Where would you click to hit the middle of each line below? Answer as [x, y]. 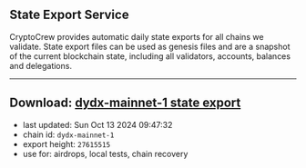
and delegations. [41, 65]
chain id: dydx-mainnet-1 [68, 134]
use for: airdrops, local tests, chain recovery [105, 153]
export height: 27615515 [66, 143]
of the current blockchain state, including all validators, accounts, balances [150, 56]
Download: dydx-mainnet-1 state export [125, 103]
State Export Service [69, 15]
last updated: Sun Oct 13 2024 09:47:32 [97, 124]
